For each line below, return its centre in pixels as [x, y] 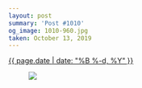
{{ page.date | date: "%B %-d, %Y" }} [71, 61]
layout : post [30, 16]
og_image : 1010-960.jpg [48, 30]
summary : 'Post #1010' [46, 23]
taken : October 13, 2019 [50, 38]
